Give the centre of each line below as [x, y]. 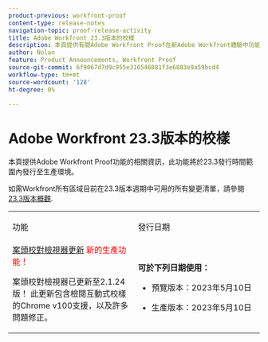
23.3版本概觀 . [31, 199]
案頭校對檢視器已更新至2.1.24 [69, 282]
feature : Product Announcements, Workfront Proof [93, 60]
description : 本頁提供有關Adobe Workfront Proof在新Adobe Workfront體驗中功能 [134, 45]
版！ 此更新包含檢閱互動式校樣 [69, 293]
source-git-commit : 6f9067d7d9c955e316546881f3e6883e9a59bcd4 [114, 68]
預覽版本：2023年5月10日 [201, 288]
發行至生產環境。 [50, 172]
